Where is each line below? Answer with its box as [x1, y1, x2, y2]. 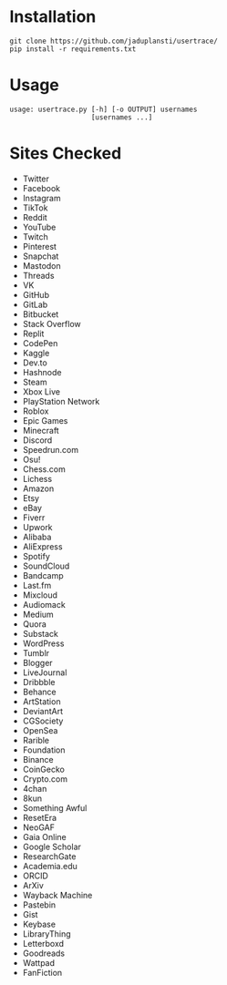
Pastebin [22, 899, 57, 910]
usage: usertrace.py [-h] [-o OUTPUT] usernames [9, 105, 198, 114]
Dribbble [22, 676, 56, 687]
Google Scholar [22, 841, 82, 852]
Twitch [22, 231, 48, 242]
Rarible [22, 734, 50, 745]
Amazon [22, 483, 55, 494]
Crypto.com [22, 773, 68, 785]
